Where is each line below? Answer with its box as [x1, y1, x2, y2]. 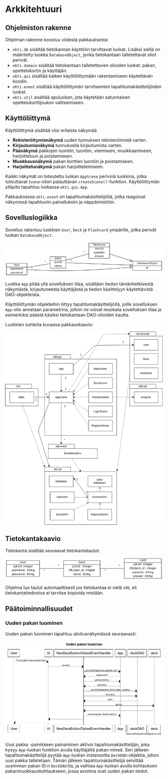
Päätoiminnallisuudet [5, 604, 73, 613]
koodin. [12, 79, 28, 84]
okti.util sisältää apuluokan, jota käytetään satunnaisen [12, 94, 130, 100]
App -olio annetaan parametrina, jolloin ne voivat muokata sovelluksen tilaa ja [5, 306, 161, 312]
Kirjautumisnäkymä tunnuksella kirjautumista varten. [12, 142, 122, 148]
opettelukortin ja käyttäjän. [12, 68, 67, 74]
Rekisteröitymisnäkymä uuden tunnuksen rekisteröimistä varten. [12, 137, 147, 143]
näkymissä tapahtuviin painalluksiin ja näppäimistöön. [5, 199, 116, 205]
